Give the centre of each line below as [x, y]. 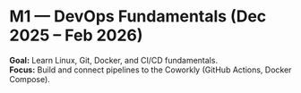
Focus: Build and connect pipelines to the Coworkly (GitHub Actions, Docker [150, 70]
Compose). [30, 79]
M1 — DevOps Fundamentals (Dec [138, 17]
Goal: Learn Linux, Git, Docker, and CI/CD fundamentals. [113, 60]
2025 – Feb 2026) [76, 35]
